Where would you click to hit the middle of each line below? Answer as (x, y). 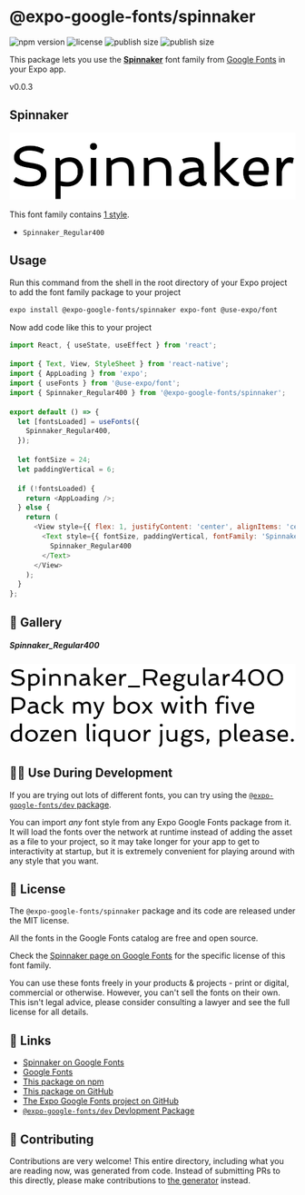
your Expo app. (38, 69)
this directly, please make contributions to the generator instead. (130, 1180)
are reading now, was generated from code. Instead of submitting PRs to (145, 1170)
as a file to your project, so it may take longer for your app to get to (135, 841)
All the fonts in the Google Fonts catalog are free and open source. (134, 938)
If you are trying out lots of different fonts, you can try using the (128, 795)
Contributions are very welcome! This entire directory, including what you (147, 1160)
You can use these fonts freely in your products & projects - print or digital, (149, 983)
